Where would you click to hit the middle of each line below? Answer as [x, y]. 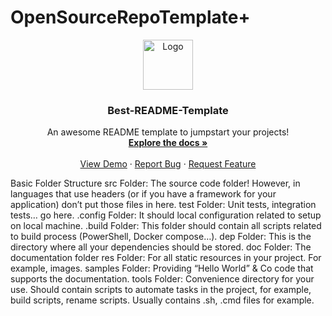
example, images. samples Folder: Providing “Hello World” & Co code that [162, 268]
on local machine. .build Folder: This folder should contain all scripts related [166, 226]
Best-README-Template [168, 110]
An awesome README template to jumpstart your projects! [168, 132]
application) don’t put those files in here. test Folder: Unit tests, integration [163, 205]
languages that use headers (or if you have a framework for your [143, 194]
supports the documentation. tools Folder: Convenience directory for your [162, 279]
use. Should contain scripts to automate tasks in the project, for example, [161, 290]
